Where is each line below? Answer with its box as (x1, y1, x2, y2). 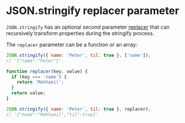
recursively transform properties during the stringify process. (6, 29, 154, 36)
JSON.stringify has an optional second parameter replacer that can (6, 23, 170, 30)
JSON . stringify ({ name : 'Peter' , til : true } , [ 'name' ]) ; (6, 52, 151, 58)
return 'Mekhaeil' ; (16, 79, 65, 86)
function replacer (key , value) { (6, 69, 88, 74)
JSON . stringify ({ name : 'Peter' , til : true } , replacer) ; (6, 106, 151, 112)
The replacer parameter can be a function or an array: (6, 41, 138, 48)
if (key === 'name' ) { (11, 74, 67, 80)
